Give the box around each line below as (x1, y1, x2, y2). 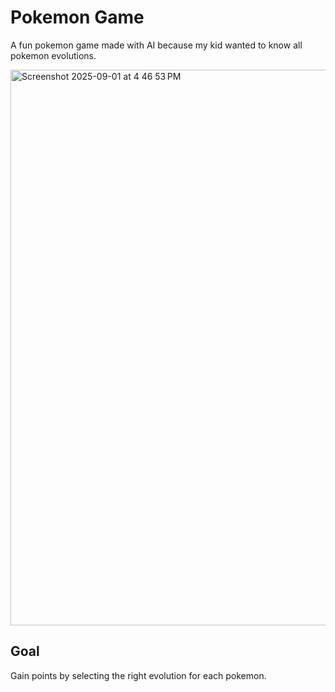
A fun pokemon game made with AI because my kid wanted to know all (10, 39, 303, 51)
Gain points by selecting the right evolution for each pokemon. (10, 669, 267, 681)
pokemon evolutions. (10, 49, 97, 61)
